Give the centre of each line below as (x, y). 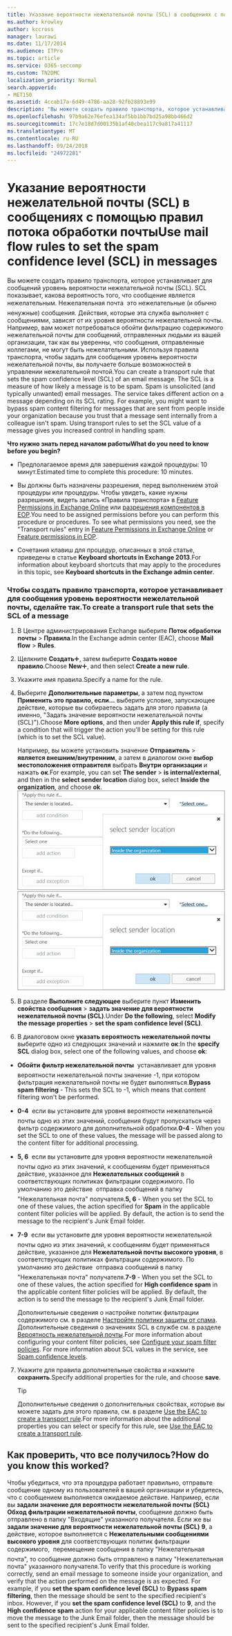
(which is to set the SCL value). (61, 737)
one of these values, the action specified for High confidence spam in (117, 1284)
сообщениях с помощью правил (105, 217)
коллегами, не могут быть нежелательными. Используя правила (103, 350)
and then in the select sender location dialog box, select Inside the (113, 780)
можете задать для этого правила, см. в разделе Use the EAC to (112, 1411)
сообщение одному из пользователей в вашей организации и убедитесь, (116, 1490)
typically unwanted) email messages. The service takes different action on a (116, 394)
